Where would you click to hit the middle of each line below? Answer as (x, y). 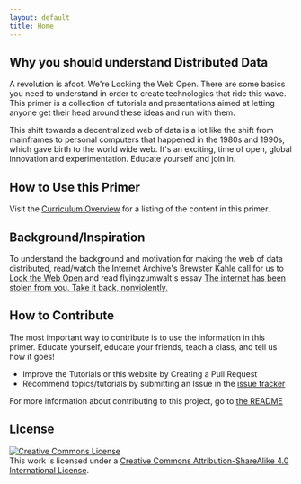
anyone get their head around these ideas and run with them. (122, 112)
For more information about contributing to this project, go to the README (146, 400)
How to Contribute (62, 316)
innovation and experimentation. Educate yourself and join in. (123, 159)
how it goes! (32, 356)
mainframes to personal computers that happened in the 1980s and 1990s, (147, 139)
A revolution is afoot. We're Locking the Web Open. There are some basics (147, 84)
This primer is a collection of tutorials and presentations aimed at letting (142, 103)
